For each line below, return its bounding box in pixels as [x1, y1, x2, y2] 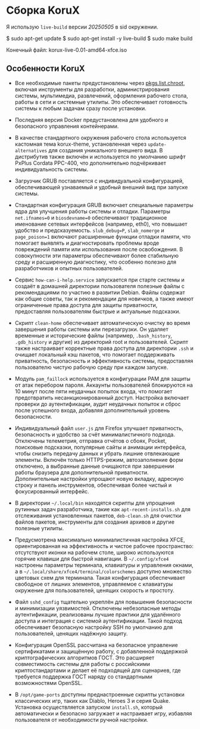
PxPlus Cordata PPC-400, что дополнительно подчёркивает [14, 159, 167, 167]
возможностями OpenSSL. [14, 679, 83, 686]
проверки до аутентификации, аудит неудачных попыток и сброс [14, 400, 181, 408]
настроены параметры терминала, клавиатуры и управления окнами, [14, 561, 193, 568]
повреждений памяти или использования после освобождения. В [14, 245, 183, 253]
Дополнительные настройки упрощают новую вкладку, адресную [14, 475, 184, 482]
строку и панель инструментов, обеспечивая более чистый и [14, 481, 172, 489]
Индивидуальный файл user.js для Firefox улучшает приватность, [14, 424, 183, 431]
